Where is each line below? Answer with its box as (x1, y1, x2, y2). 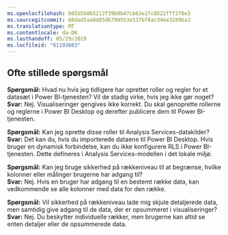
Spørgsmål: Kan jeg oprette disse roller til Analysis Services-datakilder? (7, 127, 210, 136)
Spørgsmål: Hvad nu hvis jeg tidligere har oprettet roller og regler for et (7, 85, 208, 93)
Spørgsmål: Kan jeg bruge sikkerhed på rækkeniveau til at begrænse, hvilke (7, 162, 222, 171)
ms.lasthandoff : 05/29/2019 (7, 36, 87, 42)
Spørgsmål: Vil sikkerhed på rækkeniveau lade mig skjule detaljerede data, (7, 198, 218, 206)
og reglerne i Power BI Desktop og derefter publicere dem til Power (7, 107, 196, 115)
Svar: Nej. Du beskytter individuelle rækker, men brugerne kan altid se (7, 212, 205, 221)
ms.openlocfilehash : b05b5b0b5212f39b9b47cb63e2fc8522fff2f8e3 (7, 10, 191, 17)
